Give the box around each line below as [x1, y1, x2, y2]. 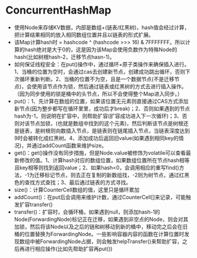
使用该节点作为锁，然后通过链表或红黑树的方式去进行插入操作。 [31, 83, 187, 90]
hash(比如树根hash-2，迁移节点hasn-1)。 [14, 53, 116, 60]
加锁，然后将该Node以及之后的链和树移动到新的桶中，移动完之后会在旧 [14, 223, 188, 230]
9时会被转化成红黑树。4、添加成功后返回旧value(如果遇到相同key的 [14, 134, 179, 142]
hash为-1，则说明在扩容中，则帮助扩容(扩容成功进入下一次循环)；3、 [14, 112, 182, 119]
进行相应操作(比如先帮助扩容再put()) [24, 245, 113, 252]
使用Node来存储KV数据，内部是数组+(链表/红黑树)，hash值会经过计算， [14, 24, 190, 31]
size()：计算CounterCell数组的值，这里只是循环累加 [14, 186, 140, 193]
